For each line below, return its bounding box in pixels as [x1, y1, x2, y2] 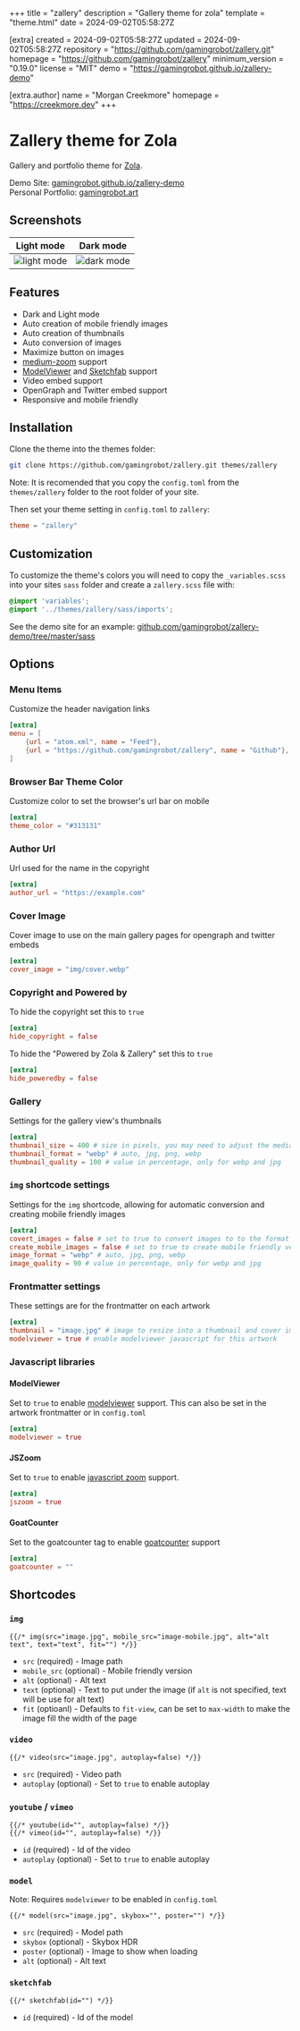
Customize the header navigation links [9, 704, 150, 715]
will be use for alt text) [21, 1694, 105, 1705]
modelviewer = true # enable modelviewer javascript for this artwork [9, 1334, 278, 1344]
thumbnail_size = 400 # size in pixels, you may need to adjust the [9, 1140, 270, 1150]
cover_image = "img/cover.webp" [9, 965, 129, 974]
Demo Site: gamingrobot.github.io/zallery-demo [9, 177, 185, 188]
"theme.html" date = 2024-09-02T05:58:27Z [9, 17, 175, 28]
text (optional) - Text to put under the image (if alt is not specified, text [21, 1684, 287, 1695]
